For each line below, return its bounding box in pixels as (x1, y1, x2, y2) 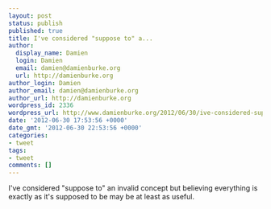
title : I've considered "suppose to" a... (8, 34, 153, 43)
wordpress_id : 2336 (8, 101, 74, 109)
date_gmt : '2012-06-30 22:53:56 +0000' (8, 124, 143, 132)
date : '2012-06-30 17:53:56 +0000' (8, 117, 128, 125)
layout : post (8, 11, 52, 20)
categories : (8, 131, 48, 139)
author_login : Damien (8, 79, 81, 87)
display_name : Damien (15, 49, 89, 57)
